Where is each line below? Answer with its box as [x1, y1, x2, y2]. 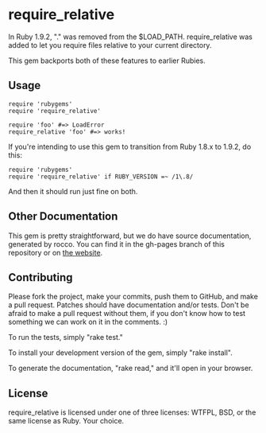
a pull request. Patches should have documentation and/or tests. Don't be [8, 300, 249, 310]
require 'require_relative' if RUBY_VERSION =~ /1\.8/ [8, 173, 194, 181]
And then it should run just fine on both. [8, 186, 138, 196]
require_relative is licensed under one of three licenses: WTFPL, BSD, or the [8, 408, 256, 417]
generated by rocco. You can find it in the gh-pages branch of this [8, 239, 225, 248]
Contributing [8, 271, 73, 284]
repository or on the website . [8, 248, 103, 257]
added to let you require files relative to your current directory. [8, 40, 212, 49]
